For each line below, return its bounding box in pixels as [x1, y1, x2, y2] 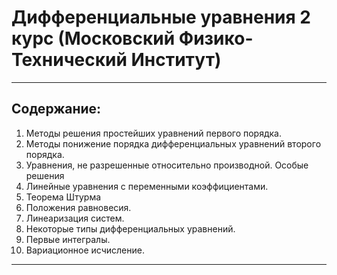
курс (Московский [11, 27, 176, 50]
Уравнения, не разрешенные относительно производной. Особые [25, 159, 309, 171]
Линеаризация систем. [25, 212, 125, 224]
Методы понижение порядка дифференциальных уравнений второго [25, 137, 322, 150]
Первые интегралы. [25, 233, 111, 245]
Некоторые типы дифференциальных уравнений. [25, 222, 236, 235]
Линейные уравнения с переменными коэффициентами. [25, 180, 269, 192]
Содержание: [11, 101, 102, 118]
